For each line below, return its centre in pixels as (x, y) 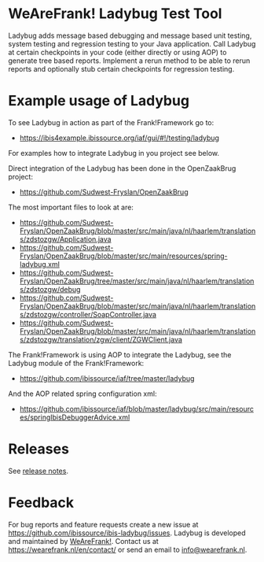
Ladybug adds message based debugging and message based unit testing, (130, 35)
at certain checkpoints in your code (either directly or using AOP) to (117, 52)
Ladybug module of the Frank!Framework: (76, 363)
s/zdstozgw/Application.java (65, 239)
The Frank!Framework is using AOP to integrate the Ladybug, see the (120, 354)
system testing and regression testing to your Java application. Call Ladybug (132, 43)
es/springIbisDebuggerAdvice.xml (75, 417)
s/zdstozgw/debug (50, 289)
